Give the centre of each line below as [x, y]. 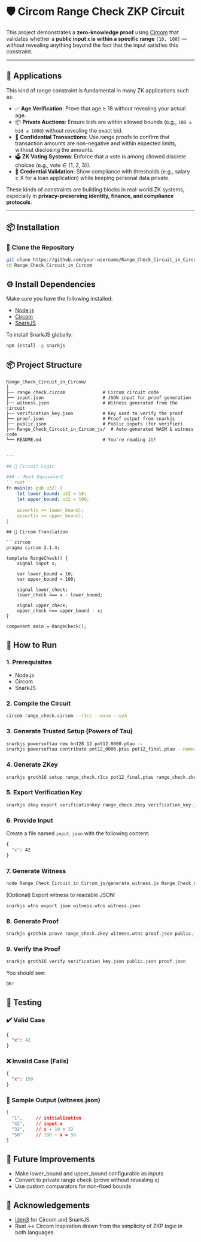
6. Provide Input [30, 820]
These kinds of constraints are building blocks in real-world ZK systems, [95, 189]
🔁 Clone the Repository [40, 248]
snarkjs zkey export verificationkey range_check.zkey [76, 805]
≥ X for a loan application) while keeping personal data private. [92, 178]
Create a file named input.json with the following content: [78, 833]
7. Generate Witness [36, 871]
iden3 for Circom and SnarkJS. [53, 1220]
